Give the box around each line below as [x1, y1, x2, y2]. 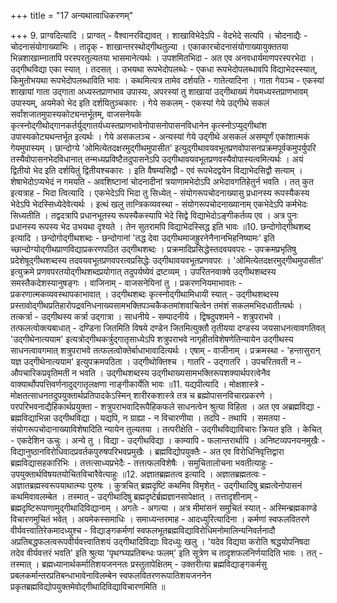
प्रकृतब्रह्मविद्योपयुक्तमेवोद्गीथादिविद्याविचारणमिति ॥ [10, 581, 166, 592]
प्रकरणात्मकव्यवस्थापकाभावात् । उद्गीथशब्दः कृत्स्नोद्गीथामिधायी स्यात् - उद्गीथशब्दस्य [10, 288, 279, 300]
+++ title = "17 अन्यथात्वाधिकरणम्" [10, 10, 134, 21]
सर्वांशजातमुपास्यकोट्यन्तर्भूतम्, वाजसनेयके [10, 108, 142, 120]
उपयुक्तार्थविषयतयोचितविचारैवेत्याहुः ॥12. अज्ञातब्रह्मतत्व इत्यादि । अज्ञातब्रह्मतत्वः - [10, 468, 267, 480]
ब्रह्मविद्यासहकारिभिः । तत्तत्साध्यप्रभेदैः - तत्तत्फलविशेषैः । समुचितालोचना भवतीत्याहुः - [10, 457, 274, 469]
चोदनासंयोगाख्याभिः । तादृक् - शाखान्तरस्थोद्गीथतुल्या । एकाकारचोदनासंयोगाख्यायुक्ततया [10, 41, 289, 52]
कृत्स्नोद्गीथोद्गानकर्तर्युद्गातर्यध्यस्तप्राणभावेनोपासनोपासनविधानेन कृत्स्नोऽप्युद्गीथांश [10, 120, 267, 131]
